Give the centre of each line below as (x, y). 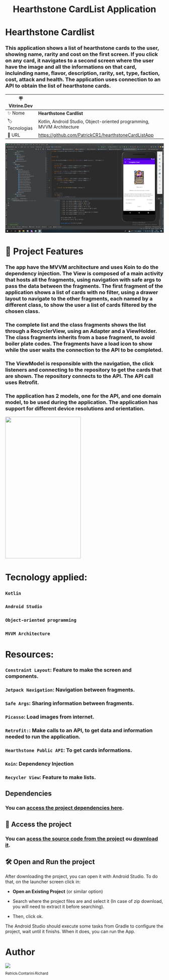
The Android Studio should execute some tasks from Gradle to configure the (84, 926)
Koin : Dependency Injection (39, 763)
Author (20, 952)
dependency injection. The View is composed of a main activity (84, 274)
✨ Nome (16, 113)
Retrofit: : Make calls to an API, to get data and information (79, 731)
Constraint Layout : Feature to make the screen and (68, 670)
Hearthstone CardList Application (84, 9)
